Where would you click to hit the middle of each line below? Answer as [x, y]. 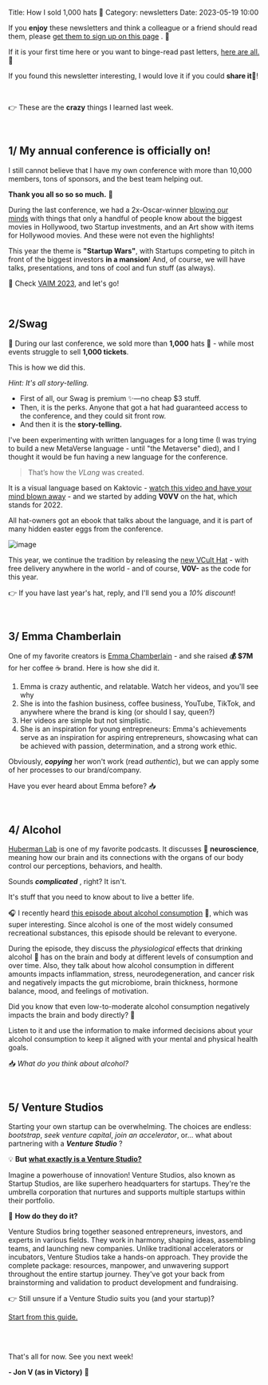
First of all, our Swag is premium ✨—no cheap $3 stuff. [110, 398]
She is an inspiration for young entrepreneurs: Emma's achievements [133, 729]
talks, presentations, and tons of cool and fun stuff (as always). [112, 267]
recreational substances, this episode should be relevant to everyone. [123, 933]
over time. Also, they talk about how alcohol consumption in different [121, 966]
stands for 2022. [35, 505]
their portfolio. [32, 1201]
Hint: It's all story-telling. [49, 382]
